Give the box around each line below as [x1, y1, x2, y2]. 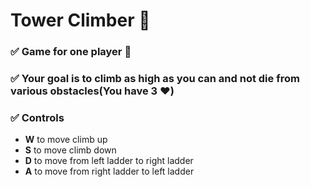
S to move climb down [24, 144, 117, 156]
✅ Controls [10, 110, 65, 124]
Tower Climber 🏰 [10, 9, 151, 32]
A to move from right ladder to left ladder [24, 165, 195, 178]
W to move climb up [24, 134, 108, 146]
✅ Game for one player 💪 [10, 45, 132, 59]
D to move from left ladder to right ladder [24, 155, 194, 167]
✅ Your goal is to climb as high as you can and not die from [10, 72, 300, 86]
